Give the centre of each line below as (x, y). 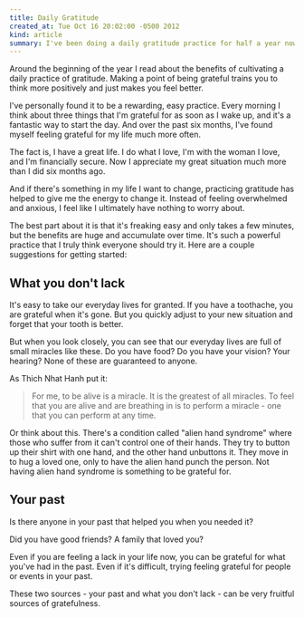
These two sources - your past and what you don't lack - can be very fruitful (152, 594)
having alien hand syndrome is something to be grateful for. (120, 471)
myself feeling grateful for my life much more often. (105, 135)
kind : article (36, 34)
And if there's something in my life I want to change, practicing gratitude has (152, 189)
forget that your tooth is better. (66, 324)
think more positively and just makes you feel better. (106, 88)
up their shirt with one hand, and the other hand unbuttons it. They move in (149, 452)
